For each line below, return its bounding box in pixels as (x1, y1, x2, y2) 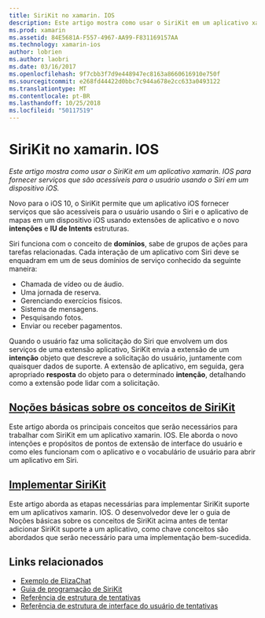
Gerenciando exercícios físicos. (20, 296, 123, 305)
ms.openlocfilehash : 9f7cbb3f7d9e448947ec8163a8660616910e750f (9, 70, 221, 78)
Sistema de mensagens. (20, 304, 99, 313)
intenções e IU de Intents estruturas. (9, 224, 130, 233)
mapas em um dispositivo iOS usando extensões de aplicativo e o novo (9, 215, 240, 224)
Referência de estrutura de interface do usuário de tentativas (20, 601, 219, 611)
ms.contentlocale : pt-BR (9, 92, 90, 100)
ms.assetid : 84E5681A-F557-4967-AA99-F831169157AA (9, 33, 179, 42)
